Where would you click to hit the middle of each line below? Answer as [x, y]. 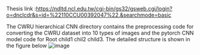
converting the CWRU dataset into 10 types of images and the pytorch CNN [100, 33]
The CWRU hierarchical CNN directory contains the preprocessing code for [100, 27]
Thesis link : [21, 9]
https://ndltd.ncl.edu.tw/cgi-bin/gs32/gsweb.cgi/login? [104, 9]
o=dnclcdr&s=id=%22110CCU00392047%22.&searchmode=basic [89, 15]
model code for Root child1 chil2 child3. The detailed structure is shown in [98, 39]
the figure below [27, 45]
